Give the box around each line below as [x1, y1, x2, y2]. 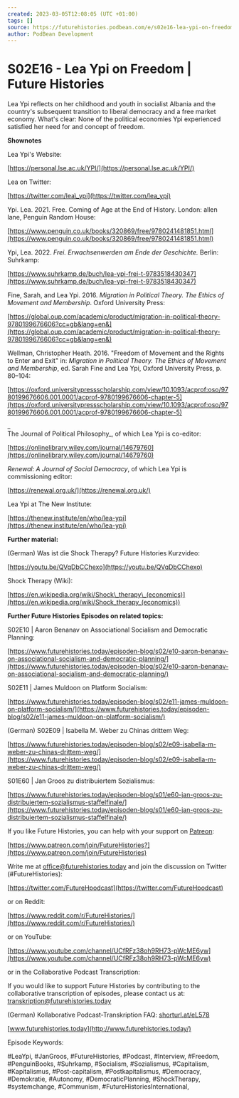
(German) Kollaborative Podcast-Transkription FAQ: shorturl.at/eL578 [7, 1010, 210, 1020]
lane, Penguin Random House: [7, 213, 96, 222]
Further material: [7, 535, 59, 544]
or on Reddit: [7, 898, 46, 906]
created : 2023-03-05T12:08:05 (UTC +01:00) [7, 10, 139, 18]
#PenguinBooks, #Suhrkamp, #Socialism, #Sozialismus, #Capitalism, [7, 1059, 209, 1068]
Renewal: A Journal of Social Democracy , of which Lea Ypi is [7, 465, 187, 473]
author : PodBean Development [7, 30, 94, 38]
